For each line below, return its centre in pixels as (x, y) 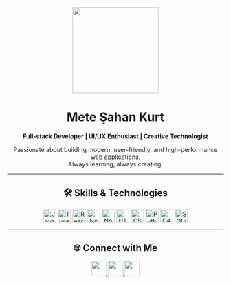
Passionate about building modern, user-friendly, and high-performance (115, 149)
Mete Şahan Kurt (115, 117)
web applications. (115, 157)
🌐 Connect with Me (115, 248)
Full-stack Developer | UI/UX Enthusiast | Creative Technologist (115, 136)
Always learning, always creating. (115, 164)
